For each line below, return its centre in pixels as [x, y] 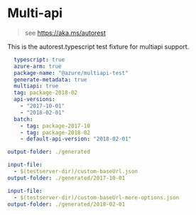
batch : [23, 119]
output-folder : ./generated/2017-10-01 [66, 178]
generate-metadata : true [50, 80]
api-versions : [34, 100]
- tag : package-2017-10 [55, 126]
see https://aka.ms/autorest [65, 33]
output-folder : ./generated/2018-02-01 [66, 204]
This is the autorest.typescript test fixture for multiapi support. [98, 46]
